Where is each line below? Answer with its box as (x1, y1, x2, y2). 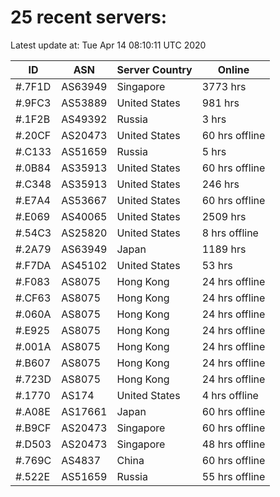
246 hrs (201, 177, 240, 191)
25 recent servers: (10, 6, 168, 29)
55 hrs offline (201, 469, 266, 483)
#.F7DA (15, 258, 52, 272)
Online (217, 62, 250, 76)
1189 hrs (201, 242, 247, 256)
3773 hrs (201, 79, 247, 93)
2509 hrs (201, 209, 247, 223)
